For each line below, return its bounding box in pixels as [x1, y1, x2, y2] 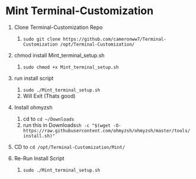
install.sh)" [23, 133, 56, 139]
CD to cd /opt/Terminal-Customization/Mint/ [14, 143, 126, 150]
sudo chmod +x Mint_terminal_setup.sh [23, 64, 119, 70]
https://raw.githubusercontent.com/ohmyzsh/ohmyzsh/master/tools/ [23, 128, 191, 134]
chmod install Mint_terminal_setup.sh [14, 51, 105, 58]
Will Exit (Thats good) [23, 92, 76, 99]
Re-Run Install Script [14, 155, 65, 162]
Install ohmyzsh [14, 103, 53, 110]
